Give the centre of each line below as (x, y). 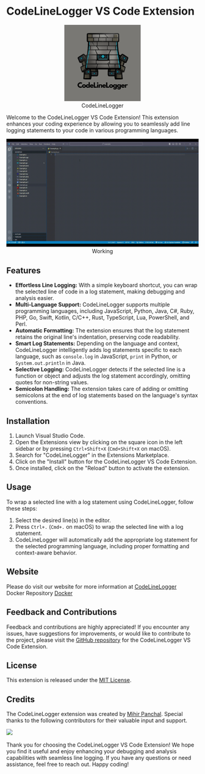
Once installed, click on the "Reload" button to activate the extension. (103, 468)
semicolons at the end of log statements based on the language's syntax (106, 395)
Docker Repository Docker (40, 593)
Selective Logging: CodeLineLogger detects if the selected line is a (100, 370)
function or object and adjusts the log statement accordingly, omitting (103, 376)
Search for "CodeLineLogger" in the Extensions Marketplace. (92, 455)
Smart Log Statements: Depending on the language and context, (97, 343)
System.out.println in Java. (50, 363)
